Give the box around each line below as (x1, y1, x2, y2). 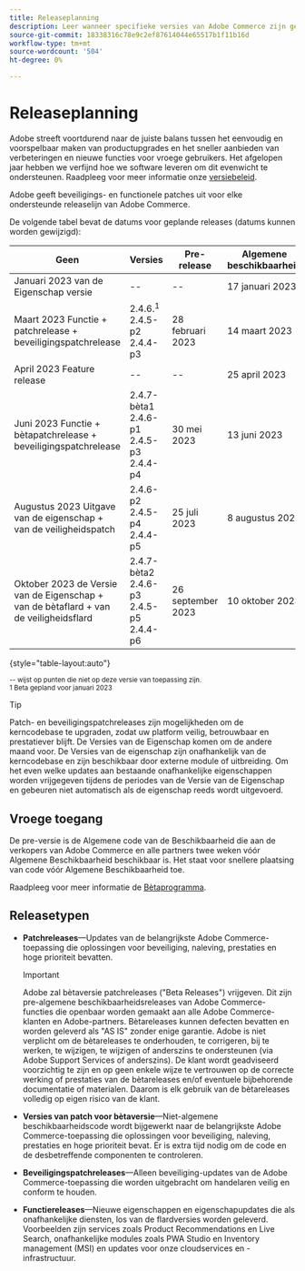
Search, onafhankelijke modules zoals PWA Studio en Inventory (22, 1233, 261, 1244)
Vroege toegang (9, 811, 103, 826)
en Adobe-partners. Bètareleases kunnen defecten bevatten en (52, 1015, 290, 1026)
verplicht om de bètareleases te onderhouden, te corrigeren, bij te (22, 1034, 271, 1046)
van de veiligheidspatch (14, 523, 116, 536)
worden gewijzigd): (9, 226, 82, 237)
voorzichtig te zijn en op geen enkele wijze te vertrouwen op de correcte (22, 1064, 295, 1074)
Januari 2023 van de (14, 274, 103, 287)
